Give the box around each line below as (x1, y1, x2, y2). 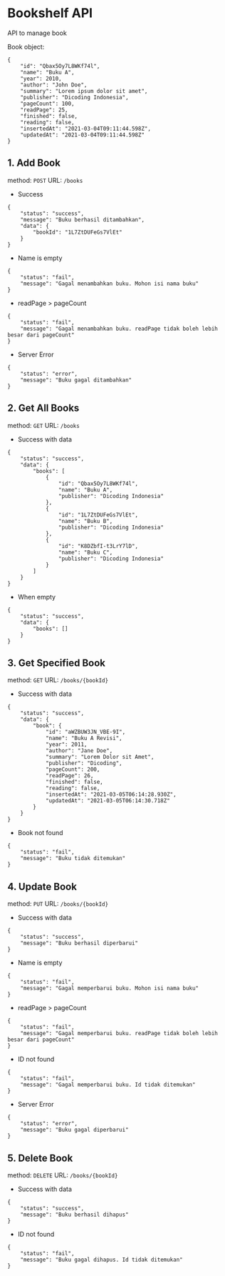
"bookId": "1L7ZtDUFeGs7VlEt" (33, 229, 122, 236)
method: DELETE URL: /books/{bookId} (7, 1171, 118, 1180)
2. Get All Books (7, 402, 80, 414)
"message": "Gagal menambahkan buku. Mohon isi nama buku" (20, 280, 199, 287)
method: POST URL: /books (7, 176, 83, 184)
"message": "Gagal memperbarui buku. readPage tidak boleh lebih (20, 1030, 219, 1037)
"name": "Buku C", (58, 549, 113, 556)
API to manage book (7, 29, 68, 37)
